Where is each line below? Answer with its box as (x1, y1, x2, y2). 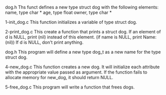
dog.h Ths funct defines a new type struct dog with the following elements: (5, 4, 159, 10)
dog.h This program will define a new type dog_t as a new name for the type (5, 49, 161, 55)
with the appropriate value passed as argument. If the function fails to (5, 69, 148, 75)
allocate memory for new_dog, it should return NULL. (5, 75, 113, 80)
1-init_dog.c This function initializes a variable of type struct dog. (5, 19, 137, 25)
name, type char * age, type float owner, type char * (5, 9, 112, 15)
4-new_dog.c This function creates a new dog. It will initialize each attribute (5, 64, 160, 70)
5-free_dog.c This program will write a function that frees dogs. (5, 84, 135, 90)
